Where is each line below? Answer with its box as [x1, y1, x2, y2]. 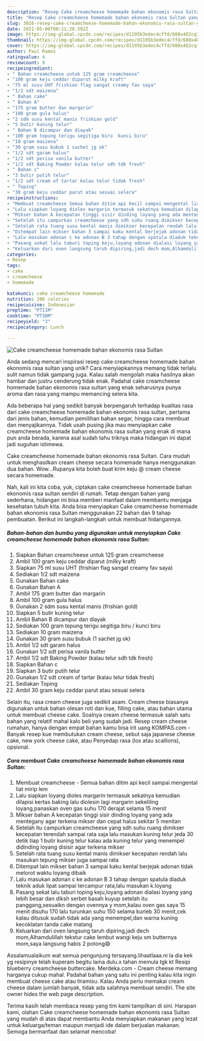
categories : [7, 251, 37, 258]
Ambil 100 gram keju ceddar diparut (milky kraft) [15, 557, 137, 564]
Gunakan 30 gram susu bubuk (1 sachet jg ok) [15, 635, 131, 642]
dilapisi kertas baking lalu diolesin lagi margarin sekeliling [15, 798, 159, 805]
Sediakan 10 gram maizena [15, 628, 84, 635]
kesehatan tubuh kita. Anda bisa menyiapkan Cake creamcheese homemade [7, 503, 198, 510]
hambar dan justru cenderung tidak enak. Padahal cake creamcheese [7, 377, 180, 384]
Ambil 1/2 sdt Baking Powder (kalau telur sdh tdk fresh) [15, 654, 153, 661]
